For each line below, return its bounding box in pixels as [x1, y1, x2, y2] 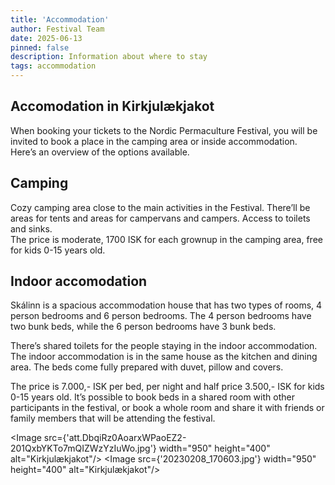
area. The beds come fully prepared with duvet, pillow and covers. [10, 361, 284, 373]
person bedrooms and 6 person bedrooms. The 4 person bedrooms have [10, 310, 312, 322]
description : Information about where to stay [10, 52, 208, 62]
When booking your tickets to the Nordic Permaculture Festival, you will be [10, 124, 318, 136]
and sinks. [10, 222, 53, 235]
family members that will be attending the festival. [10, 412, 216, 425]
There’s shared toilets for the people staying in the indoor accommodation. [10, 340, 318, 352]
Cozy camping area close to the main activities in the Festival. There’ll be [10, 201, 311, 213]
